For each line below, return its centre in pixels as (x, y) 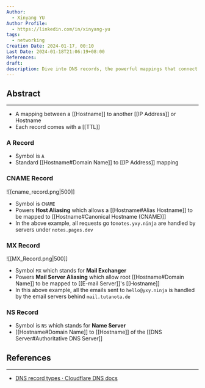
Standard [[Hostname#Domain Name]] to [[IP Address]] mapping (97, 163)
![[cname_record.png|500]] (41, 192)
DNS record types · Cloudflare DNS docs (66, 378)
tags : (13, 35)
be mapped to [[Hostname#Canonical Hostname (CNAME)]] (91, 216)
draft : (15, 63)
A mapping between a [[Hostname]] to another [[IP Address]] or (95, 114)
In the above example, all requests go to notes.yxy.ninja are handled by (105, 223)
